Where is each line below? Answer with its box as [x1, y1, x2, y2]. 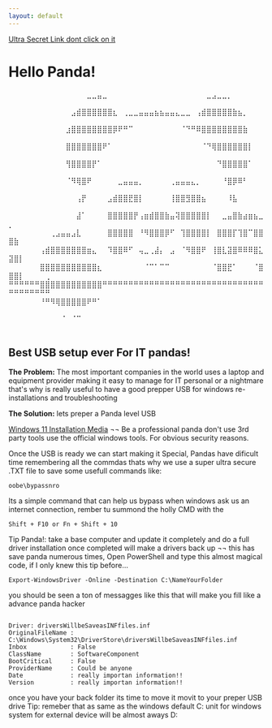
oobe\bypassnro [8, 482, 60, 490]
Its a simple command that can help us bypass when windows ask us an [8, 496, 250, 506]
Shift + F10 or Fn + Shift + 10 [8, 520, 118, 528]
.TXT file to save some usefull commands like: [8, 466, 162, 476]
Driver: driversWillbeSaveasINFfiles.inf [8, 622, 151, 630]
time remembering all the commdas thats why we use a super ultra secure [8, 458, 257, 467]
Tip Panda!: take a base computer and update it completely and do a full [8, 535, 250, 545]
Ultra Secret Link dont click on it [8, 34, 116, 44]
